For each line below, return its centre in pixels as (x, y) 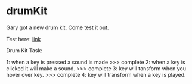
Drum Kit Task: (24, 50)
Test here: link (24, 39)
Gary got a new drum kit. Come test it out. (58, 27)
